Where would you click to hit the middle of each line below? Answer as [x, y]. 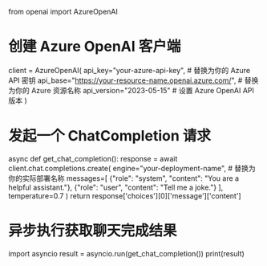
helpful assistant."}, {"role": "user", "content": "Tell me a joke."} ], [116, 187]
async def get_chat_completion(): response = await [93, 158]
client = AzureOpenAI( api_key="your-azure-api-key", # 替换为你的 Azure [129, 70]
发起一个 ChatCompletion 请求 [109, 136]
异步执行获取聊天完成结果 [93, 231]
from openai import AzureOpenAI [63, 12]
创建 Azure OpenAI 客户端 [95, 47]
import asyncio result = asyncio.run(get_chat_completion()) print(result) [126, 253]
